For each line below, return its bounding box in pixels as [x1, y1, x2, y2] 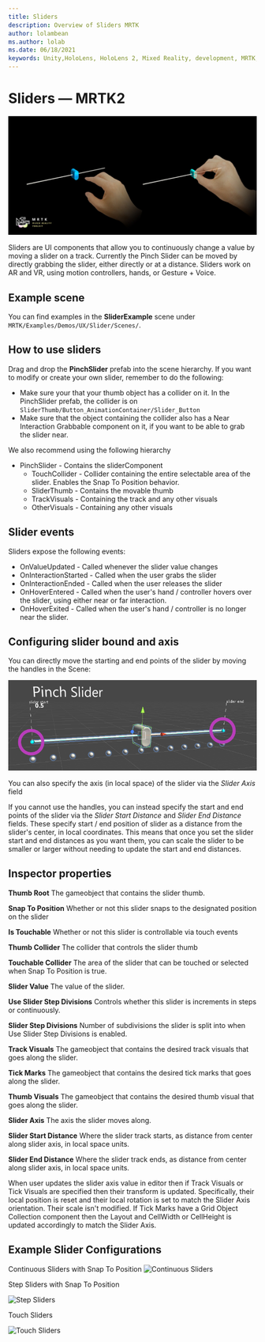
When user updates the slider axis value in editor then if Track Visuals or [8, 1178, 244, 1188]
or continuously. [8, 1005, 61, 1015]
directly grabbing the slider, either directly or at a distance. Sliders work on [8, 259, 251, 269]
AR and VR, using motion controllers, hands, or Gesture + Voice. [8, 268, 217, 278]
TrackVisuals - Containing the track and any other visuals [31, 494, 218, 504]
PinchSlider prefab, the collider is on [19, 396, 138, 406]
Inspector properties [8, 867, 112, 881]
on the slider [8, 912, 49, 921]
